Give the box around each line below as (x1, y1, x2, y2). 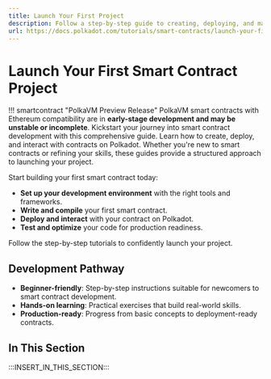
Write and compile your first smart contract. (19, 205, 168, 215)
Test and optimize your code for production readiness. (19, 223, 203, 233)
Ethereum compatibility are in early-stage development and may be (8, 114, 236, 124)
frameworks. (19, 197, 63, 207)
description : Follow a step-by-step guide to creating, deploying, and (8, 19, 254, 27)
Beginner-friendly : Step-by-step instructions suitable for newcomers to (19, 284, 260, 293)
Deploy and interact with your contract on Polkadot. (19, 214, 194, 224)
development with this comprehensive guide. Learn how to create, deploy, (8, 131, 255, 141)
